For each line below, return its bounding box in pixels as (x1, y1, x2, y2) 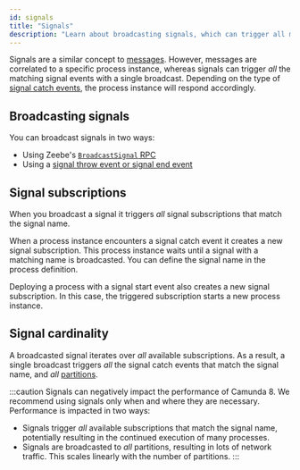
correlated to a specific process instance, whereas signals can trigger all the (9, 63, 291, 74)
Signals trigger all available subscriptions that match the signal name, (21, 422, 279, 433)
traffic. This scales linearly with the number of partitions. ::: (21, 450, 239, 461)
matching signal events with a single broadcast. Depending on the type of (9, 73, 281, 84)
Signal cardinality (9, 326, 109, 341)
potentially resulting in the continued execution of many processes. (21, 432, 270, 442)
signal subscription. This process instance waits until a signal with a (9, 245, 259, 256)
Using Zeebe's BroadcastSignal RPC (21, 149, 156, 161)
